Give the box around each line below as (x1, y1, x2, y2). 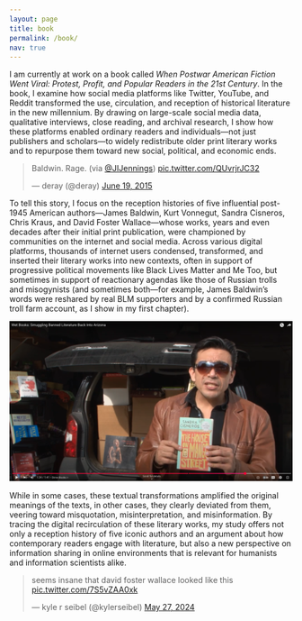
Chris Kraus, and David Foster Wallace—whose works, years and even (9, 217, 270, 228)
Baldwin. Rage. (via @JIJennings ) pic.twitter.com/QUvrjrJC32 (31, 163, 260, 174)
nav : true (9, 43, 47, 52)
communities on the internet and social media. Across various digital (9, 236, 262, 247)
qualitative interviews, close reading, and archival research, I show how (9, 117, 274, 128)
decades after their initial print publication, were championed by (9, 226, 246, 238)
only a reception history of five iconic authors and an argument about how (9, 528, 284, 540)
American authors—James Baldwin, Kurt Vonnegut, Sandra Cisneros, (29, 207, 286, 218)
